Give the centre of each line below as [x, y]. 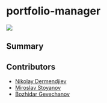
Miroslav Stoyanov [38, 88]
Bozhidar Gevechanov [42, 94]
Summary [25, 46]
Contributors [31, 67]
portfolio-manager [53, 11]
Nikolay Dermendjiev [41, 81]
